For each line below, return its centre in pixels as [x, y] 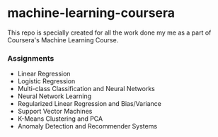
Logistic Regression [46, 81]
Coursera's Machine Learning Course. [63, 40]
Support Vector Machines [55, 112]
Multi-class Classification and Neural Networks [86, 89]
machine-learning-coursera [91, 13]
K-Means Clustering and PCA [60, 119]
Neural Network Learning [54, 96]
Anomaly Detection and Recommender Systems [87, 126]
